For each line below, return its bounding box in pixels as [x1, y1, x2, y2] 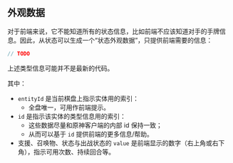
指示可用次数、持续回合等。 [33, 147, 115, 156]
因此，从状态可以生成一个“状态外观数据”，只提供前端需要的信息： [19, 36, 213, 44]
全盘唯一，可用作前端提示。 [28, 102, 110, 112]
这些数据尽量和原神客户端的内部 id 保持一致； [28, 120, 162, 130]
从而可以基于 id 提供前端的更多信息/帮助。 [28, 130, 153, 138]
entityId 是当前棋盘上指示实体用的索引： [17, 94, 140, 102]
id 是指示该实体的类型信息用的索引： [17, 112, 127, 120]
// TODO [7, 50, 31, 57]
